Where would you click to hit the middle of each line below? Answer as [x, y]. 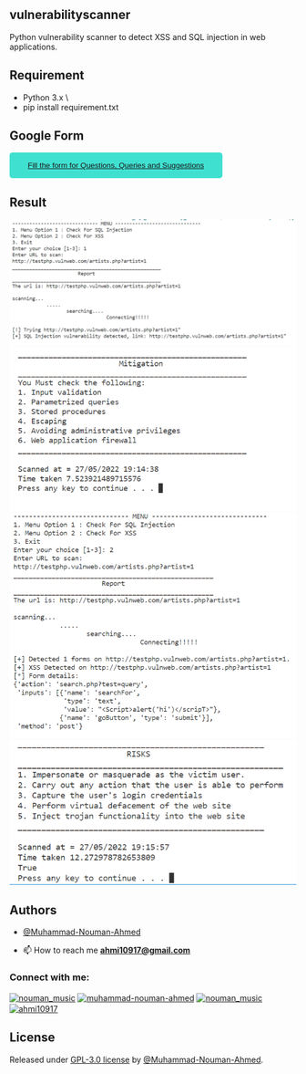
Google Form [47, 136]
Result [28, 202]
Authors [33, 910]
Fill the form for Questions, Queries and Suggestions [116, 166]
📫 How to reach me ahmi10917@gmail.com [107, 950]
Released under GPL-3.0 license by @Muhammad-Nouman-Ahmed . [137, 1059]
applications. [33, 47]
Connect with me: [50, 977]
